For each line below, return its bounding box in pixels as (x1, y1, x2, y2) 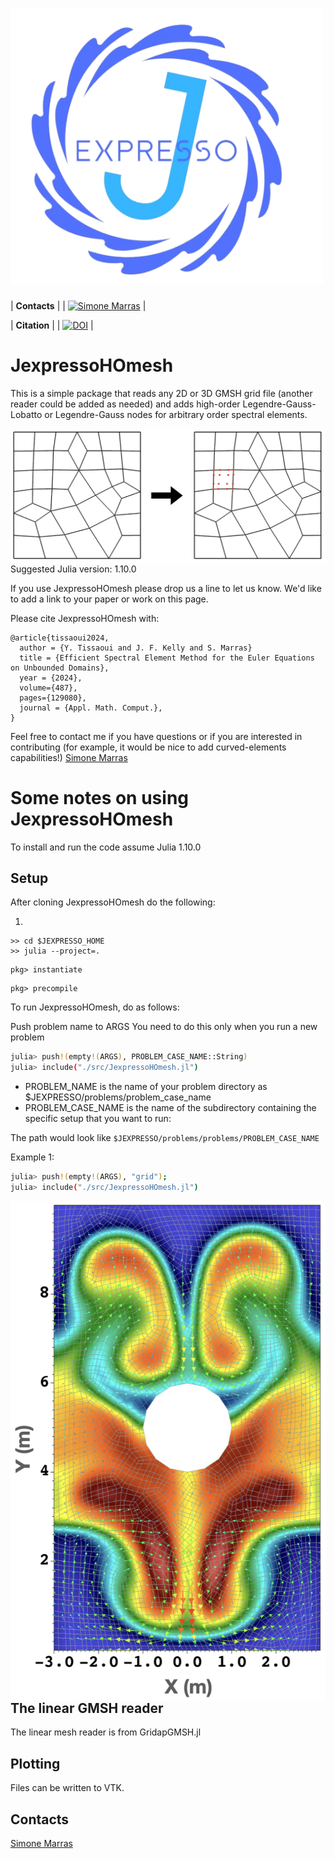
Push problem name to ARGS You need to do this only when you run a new (10, 1021, 318, 1033)
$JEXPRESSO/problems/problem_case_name (24, 1091, 212, 1103)
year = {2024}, (19, 673, 83, 683)
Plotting (10, 1755, 61, 1772)
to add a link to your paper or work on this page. (10, 593, 209, 605)
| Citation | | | (10, 319, 94, 331)
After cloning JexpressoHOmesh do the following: (10, 896, 216, 908)
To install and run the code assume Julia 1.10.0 (10, 841, 202, 853)
